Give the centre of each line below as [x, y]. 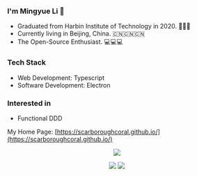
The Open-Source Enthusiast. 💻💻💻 [70, 42]
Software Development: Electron [64, 85]
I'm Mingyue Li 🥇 [36, 11]
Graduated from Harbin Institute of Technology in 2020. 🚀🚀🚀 [104, 26]
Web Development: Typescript [61, 78]
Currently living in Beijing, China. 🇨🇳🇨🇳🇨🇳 [81, 33]
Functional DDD [40, 118]
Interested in [29, 103]
